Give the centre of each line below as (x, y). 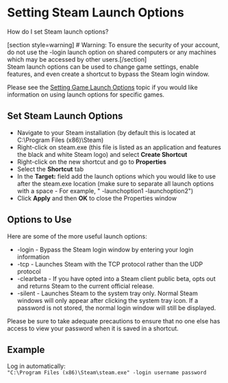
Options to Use (39, 220)
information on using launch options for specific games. (86, 95)
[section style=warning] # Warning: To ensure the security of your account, (114, 45)
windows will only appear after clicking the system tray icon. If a (107, 300)
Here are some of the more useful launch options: (77, 236)
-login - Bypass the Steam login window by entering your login (105, 249)
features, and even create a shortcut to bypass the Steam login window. (109, 74)
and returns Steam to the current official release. (86, 286)
